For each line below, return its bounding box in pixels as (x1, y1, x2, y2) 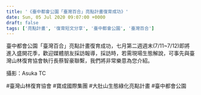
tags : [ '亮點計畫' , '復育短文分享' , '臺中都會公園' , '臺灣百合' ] (6, 25, 154, 31)
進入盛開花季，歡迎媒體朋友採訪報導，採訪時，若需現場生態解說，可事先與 (6, 50, 190, 57)
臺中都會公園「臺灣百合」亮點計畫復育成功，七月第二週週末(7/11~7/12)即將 (6, 42, 190, 49)
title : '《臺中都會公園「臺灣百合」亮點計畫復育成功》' (6, 8, 129, 15)
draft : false (6, 20, 39, 26)
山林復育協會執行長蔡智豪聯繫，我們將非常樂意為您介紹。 (11, 57, 153, 64)
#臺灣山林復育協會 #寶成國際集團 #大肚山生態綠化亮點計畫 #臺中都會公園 (6, 83, 187, 90)
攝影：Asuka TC (6, 69, 46, 77)
